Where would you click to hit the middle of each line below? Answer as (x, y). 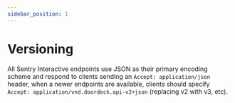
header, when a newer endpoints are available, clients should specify (109, 84)
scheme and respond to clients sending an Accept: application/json (109, 76)
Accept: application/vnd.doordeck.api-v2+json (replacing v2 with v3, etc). (117, 91)
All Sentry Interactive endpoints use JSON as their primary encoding (108, 69)
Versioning (40, 49)
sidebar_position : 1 (38, 14)
